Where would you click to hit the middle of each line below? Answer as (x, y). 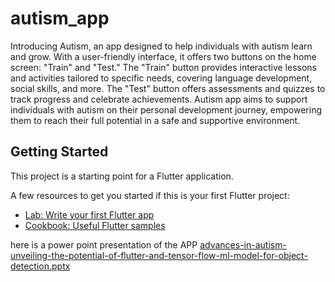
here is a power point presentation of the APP (104, 244)
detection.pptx (40, 266)
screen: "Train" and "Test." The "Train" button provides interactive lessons (164, 67)
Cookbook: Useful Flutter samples (95, 225)
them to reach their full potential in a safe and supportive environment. (155, 120)
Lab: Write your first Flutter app (89, 214)
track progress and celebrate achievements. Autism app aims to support (159, 99)
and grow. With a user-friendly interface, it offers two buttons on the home (163, 56)
